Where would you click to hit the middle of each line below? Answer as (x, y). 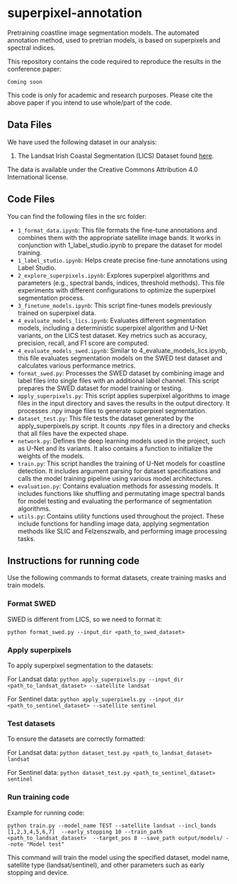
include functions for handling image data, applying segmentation (114, 523)
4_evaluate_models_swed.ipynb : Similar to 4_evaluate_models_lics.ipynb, (122, 350)
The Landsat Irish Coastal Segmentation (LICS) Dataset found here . (116, 155)
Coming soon (25, 82)
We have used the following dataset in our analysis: (82, 142)
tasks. (26, 538)
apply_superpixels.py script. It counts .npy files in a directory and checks (123, 426)
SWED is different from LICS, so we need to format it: (85, 619)
